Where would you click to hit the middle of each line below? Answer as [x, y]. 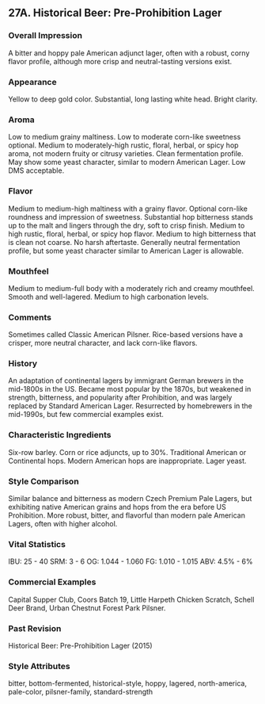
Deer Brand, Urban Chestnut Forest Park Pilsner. [87, 608]
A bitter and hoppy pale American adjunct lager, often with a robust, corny [129, 53]
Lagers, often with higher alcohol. [63, 524]
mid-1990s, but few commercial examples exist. [86, 415]
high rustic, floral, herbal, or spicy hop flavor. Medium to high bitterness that [132, 234]
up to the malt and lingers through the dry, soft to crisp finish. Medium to [127, 225]
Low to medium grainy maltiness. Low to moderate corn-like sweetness [125, 137]
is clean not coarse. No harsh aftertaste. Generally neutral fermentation [124, 242]
